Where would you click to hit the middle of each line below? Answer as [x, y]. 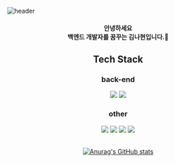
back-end [118, 79]
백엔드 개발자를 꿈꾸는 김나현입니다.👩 [118, 37]
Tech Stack [118, 59]
